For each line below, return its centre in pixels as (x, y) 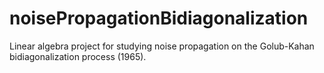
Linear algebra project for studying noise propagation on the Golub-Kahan (162, 46)
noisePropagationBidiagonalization (159, 18)
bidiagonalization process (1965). (78, 56)
